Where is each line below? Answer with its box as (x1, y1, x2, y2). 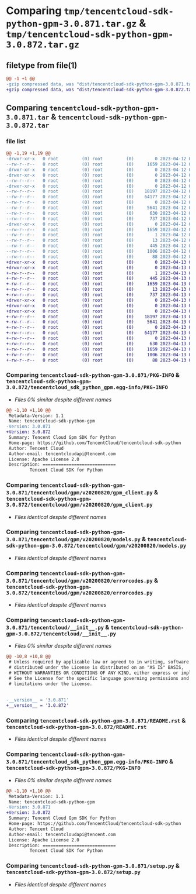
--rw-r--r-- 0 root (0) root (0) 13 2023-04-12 (6, 238, 187, 243)
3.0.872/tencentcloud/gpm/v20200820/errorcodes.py (6, 589, 153, 596)
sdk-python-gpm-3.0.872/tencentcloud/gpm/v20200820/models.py (6, 542, 187, 549)
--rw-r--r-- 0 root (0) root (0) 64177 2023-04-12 (6, 194, 187, 200)
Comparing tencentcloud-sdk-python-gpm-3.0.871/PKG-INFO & (6, 371, 180, 379)
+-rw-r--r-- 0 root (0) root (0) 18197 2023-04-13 (6, 314, 187, 319)
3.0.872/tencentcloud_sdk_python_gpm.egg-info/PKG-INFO (6, 384, 168, 391)
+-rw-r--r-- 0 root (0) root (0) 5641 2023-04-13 (6, 319, 187, 325)
